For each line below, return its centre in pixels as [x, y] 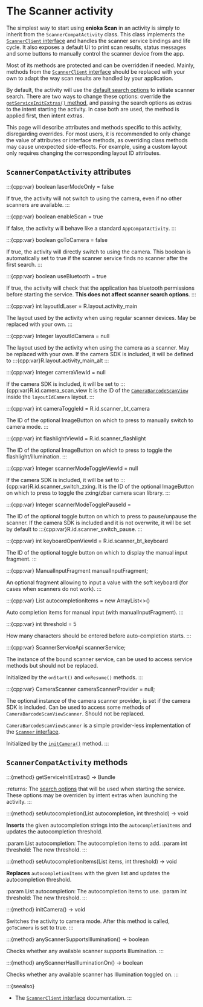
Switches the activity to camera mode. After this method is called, [88, 921]
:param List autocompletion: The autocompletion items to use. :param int [97, 891]
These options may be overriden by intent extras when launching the [92, 795]
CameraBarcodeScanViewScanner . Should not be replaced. [76, 713]
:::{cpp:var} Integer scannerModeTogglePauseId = [69, 504]
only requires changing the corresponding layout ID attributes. [84, 153]
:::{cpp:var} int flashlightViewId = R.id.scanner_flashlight [76, 438]
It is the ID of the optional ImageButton [146, 486]
